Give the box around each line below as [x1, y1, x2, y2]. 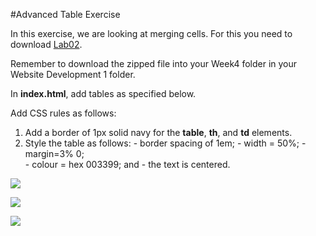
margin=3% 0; [24, 148, 85, 159]
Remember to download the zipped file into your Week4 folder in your [10, 58, 298, 69]
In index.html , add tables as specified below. [10, 88, 197, 99]
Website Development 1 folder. [10, 69, 136, 80]
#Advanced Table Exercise [10, 9, 121, 20]
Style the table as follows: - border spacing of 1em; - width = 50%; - [24, 137, 307, 149]
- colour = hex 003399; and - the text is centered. [24, 159, 231, 170]
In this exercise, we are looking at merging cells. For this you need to [10, 28, 293, 39]
